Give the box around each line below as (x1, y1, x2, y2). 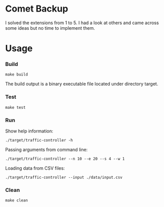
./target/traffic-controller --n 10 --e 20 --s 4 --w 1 (5, 157, 125, 162)
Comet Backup (5, 3, 68, 15)
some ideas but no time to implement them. (5, 25, 95, 31)
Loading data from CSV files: (5, 165, 65, 171)
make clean (5, 198, 28, 203)
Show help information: (5, 128, 54, 134)
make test (5, 105, 26, 110)
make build (5, 72, 28, 77)
